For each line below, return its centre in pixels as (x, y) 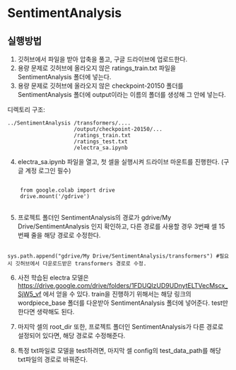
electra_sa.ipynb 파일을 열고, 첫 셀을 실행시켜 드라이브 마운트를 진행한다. (118, 162)
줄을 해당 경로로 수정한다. (66, 235)
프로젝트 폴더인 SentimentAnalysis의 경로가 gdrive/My (94, 218)
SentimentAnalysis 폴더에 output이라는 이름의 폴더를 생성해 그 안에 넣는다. (122, 94)
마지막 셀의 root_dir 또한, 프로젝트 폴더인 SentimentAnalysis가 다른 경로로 (120, 326)
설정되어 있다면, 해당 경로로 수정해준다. (71, 335)
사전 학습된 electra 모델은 (53, 278)
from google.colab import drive (67, 190)
